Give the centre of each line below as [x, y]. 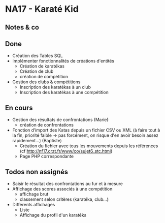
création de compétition [44, 77]
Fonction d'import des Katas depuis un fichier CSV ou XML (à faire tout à [86, 130]
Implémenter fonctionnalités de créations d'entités [63, 61]
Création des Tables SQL [37, 56]
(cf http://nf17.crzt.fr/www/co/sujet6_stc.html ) [66, 151]
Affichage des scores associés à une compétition [62, 189]
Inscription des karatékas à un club [55, 87]
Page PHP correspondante [47, 157]
